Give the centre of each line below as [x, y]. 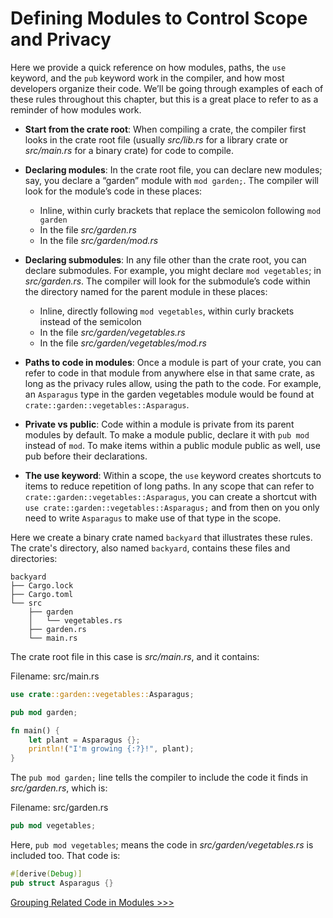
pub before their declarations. [86, 456]
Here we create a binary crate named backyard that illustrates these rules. [161, 537]
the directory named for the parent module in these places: [146, 291]
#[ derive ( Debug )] [46, 874]
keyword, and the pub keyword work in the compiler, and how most [147, 78]
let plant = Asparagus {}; [84, 740]
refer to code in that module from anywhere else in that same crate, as [169, 373]
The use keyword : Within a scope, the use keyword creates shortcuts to [173, 475]
